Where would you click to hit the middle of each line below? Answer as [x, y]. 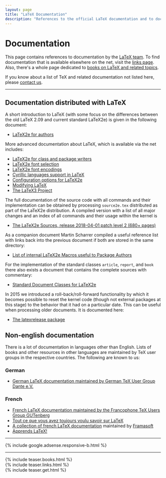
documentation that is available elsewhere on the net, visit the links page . [80, 62]
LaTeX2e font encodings [37, 170]
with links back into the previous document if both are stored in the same [79, 240]
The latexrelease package [39, 320]
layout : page [19, 10]
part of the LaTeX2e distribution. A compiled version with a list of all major [80, 211]
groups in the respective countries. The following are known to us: [72, 357]
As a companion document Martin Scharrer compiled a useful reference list [82, 235]
